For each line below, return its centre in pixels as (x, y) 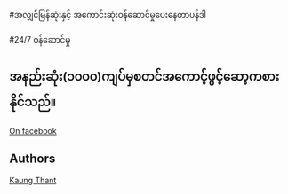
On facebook (33, 130)
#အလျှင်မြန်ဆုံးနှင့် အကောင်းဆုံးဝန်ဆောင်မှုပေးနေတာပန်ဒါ (108, 15)
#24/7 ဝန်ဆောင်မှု (40, 39)
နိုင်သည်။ (32, 102)
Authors (32, 159)
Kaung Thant (33, 180)
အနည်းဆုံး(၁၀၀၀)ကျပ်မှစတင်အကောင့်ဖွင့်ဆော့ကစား (144, 77)
